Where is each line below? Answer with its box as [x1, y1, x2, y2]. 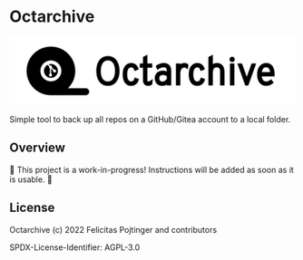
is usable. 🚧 [9, 174, 53, 185]
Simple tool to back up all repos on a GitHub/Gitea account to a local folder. [9, 114, 291, 125]
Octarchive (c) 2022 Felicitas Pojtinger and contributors [9, 224, 218, 235]
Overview [9, 140, 66, 156]
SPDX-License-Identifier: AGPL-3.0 [9, 242, 141, 253]
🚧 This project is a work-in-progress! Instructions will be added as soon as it [9, 164, 295, 175]
